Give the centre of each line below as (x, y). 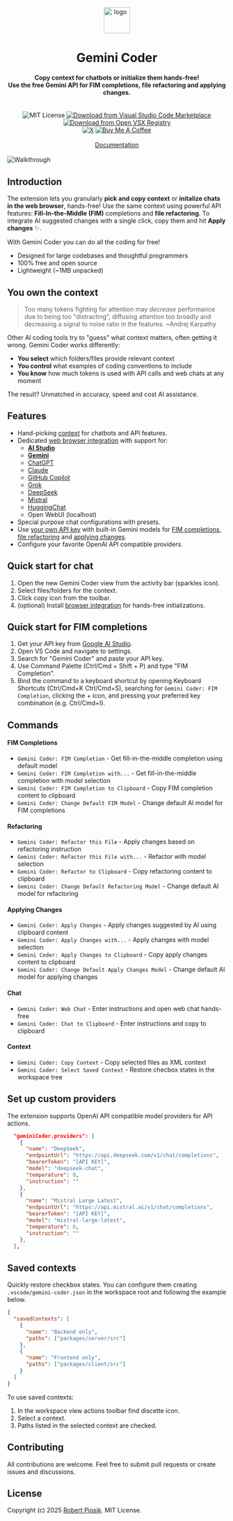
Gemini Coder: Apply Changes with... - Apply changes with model (113, 940)
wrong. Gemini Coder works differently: (64, 345)
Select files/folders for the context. (67, 590)
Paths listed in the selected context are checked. (87, 1425)
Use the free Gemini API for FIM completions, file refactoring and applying (117, 85)
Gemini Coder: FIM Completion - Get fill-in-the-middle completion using (120, 758)
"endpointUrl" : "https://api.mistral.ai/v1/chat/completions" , (119, 1207)
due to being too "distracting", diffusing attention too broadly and (118, 317)
